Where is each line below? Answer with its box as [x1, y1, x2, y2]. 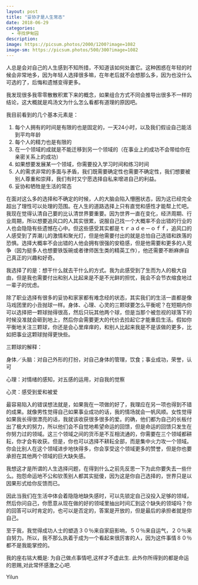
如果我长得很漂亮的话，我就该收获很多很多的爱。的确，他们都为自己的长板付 [6, 415, 192, 422]
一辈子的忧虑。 [6, 281, 42, 288]
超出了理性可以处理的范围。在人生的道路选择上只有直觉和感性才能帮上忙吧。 [6, 202, 192, 209]
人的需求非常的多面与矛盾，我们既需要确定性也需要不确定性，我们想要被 [14, 167, 190, 175]
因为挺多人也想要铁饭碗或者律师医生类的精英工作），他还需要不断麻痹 [16, 247, 184, 254]
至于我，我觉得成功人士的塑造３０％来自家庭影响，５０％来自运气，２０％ [6, 527, 187, 534]
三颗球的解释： [6, 343, 42, 350]
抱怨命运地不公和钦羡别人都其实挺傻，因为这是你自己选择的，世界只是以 [16, 472, 192, 479]
